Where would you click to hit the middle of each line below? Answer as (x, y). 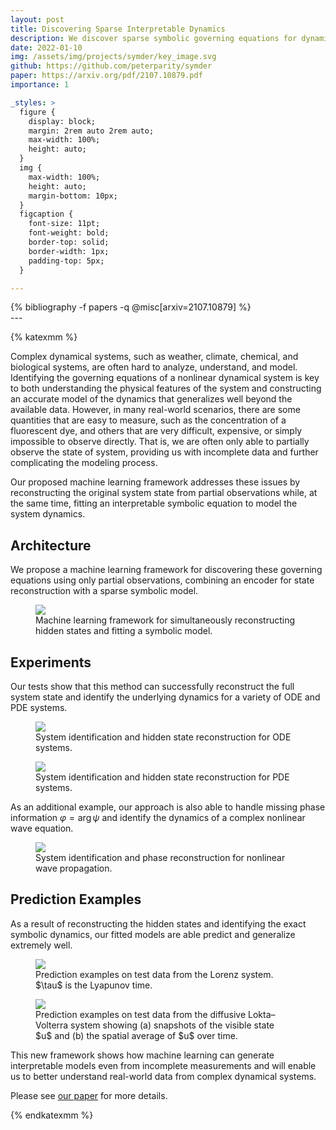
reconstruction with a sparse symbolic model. (104, 591)
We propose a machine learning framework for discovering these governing (166, 570)
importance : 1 (40, 85)
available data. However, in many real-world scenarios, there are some (155, 410)
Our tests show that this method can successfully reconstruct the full (152, 686)
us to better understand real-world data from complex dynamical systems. (163, 1076)
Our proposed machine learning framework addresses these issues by (155, 482)
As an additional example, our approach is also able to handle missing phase (168, 807)
